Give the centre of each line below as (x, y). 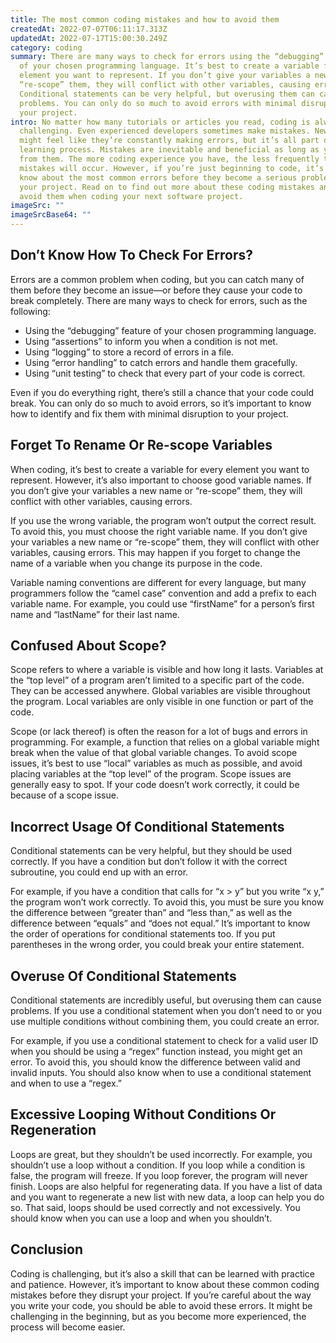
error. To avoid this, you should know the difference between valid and (155, 1062)
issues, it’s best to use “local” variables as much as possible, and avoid (156, 763)
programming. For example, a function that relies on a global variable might (165, 742)
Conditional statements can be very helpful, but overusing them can (167, 94)
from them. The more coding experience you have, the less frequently (169, 159)
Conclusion (47, 1249)
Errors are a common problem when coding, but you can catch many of (157, 279)
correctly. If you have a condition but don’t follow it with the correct (149, 862)
